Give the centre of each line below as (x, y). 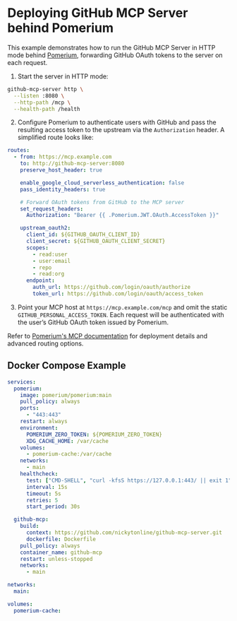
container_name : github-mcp (61, 552)
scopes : (37, 248)
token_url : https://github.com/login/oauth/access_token (118, 294)
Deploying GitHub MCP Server (98, 13)
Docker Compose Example (67, 366)
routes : (19, 150)
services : (22, 382)
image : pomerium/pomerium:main (66, 395)
